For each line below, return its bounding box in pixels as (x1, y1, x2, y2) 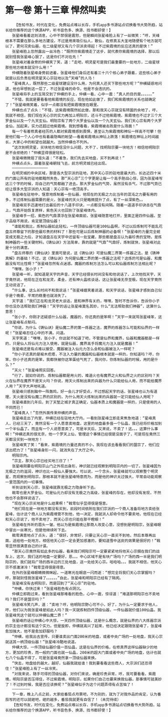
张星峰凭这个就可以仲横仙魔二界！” (5, 613, 68, 618)
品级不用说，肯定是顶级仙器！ (9, 219, 62, 224)
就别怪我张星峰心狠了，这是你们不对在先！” (5, 54, 82, 59)
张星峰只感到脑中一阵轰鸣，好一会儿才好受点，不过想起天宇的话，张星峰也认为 (12, 389, 150, 394)
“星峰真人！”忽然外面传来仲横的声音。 (12, 410, 80, 415)
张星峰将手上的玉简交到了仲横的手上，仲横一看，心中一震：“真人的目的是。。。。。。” (12, 91, 154, 97)
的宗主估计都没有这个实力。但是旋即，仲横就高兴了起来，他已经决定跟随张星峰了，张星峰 (5, 623, 162, 628)
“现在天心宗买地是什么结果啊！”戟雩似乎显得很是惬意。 (12, 501, 110, 506)
